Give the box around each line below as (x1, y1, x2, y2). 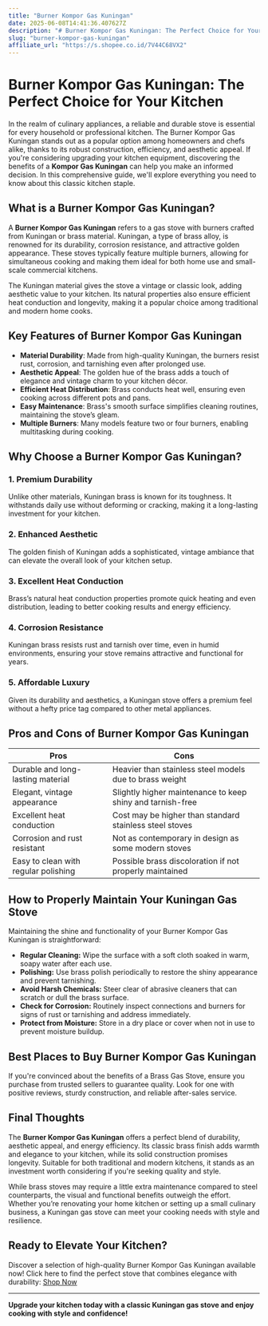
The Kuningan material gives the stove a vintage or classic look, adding (8, 280, 242, 290)
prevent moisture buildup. (19, 1027, 105, 1036)
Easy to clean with (12, 856, 81, 867)
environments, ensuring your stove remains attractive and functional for (8, 648, 244, 659)
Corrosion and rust (12, 833, 83, 844)
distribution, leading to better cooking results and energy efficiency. (8, 602, 231, 612)
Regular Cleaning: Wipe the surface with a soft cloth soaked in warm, (19, 951, 250, 960)
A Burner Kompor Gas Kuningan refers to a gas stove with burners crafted (8, 223, 254, 232)
